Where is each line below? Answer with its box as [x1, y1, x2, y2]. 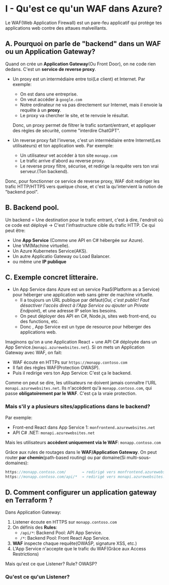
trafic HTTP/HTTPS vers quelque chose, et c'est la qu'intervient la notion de [5, 183, 163, 189]
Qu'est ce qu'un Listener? [5, 573, 70, 580]
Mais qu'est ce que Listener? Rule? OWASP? [5, 561, 97, 567]
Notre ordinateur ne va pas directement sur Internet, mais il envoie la [20, 102, 162, 108]
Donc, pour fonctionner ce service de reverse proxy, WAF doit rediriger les [5, 178, 160, 184]
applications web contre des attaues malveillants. [5, 25, 108, 31]
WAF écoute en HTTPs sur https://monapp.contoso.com [12, 359, 128, 365]
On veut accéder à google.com [20, 96, 82, 102]
